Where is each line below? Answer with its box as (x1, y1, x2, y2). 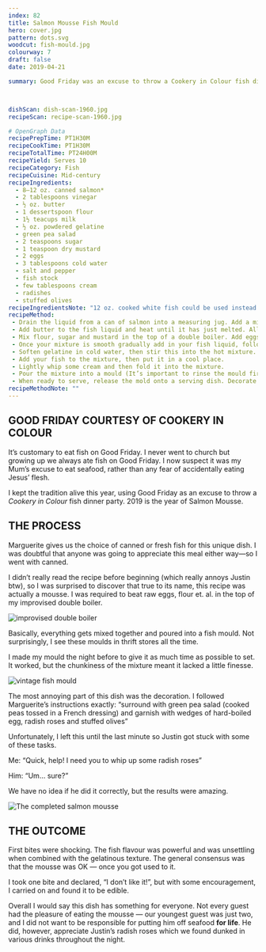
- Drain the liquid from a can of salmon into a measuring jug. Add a (11, 318, 249, 327)
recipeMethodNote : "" (8, 385, 80, 393)
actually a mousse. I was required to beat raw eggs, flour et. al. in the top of (8, 589, 255, 598)
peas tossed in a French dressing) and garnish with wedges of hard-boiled (8, 707, 252, 717)
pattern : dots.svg (8, 33, 69, 42)
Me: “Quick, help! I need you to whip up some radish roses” (8, 755, 202, 764)
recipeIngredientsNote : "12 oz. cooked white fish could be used (8, 304, 228, 312)
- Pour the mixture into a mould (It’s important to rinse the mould (11, 370, 246, 378)
